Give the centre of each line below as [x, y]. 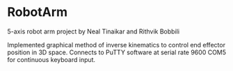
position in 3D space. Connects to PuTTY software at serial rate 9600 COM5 [117, 52]
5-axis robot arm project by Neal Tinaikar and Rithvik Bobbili [93, 31]
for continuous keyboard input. [51, 59]
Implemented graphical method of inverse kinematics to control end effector [116, 45]
